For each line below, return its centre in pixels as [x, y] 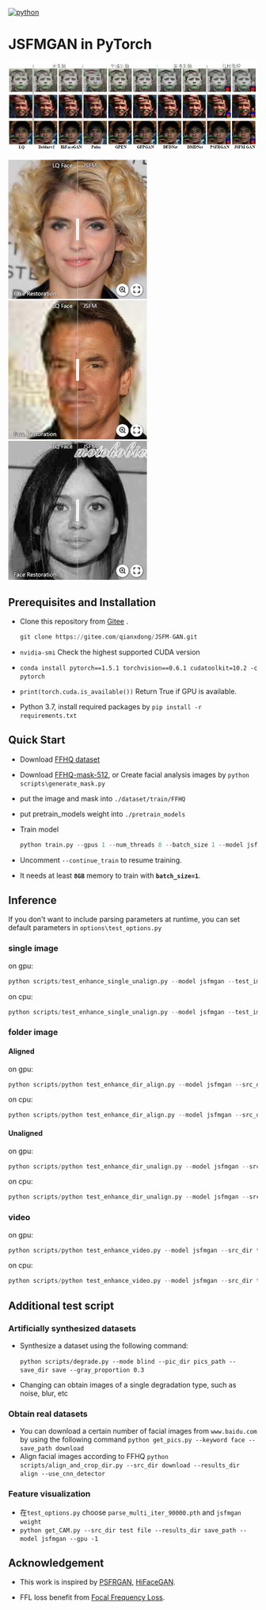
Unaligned [26, 1133]
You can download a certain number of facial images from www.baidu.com [138, 1431]
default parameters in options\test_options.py [85, 928]
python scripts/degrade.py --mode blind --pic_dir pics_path [123, 1361]
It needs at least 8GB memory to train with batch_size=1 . [110, 875]
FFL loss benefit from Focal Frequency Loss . [92, 1597]
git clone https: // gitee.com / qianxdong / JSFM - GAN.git [108, 637]
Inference [32, 900]
